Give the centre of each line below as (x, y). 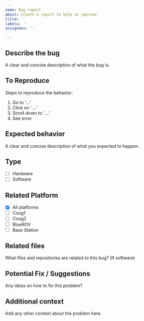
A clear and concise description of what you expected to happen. (72, 146)
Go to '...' (21, 102)
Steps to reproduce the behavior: (39, 92)
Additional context (34, 301)
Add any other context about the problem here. (54, 314)
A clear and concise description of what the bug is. (58, 65)
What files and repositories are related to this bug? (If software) (70, 258)
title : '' (15, 19)
